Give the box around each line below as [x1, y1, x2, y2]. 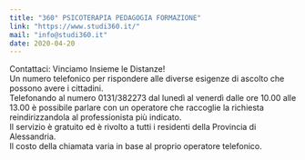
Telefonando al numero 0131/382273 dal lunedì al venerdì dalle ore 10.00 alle [9, 93, 297, 104]
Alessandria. [9, 131, 56, 142]
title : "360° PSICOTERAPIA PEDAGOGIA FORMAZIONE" [9, 13, 202, 23]
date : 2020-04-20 [9, 38, 76, 48]
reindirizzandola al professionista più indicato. [9, 112, 182, 123]
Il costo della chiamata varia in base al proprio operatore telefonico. [9, 141, 262, 152]
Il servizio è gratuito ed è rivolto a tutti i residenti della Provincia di [9, 122, 257, 133]
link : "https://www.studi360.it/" [9, 22, 141, 31]
